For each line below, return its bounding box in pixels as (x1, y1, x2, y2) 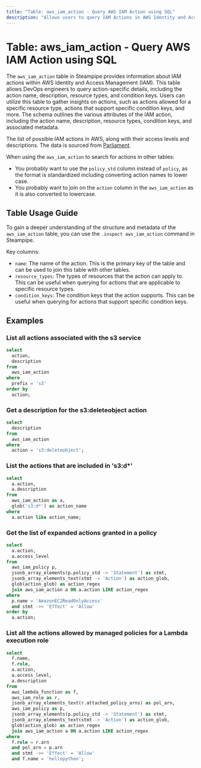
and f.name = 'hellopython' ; (11, 756, 84, 762)
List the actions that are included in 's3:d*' (6, 461, 133, 470)
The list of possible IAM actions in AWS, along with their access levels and (6, 136, 190, 143)
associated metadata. (6, 124, 60, 131)
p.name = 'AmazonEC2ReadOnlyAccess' (11, 598, 103, 604)
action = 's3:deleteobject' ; (11, 448, 84, 454)
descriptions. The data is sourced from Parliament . (6, 142, 132, 149)
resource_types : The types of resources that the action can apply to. (14, 272, 184, 280)
